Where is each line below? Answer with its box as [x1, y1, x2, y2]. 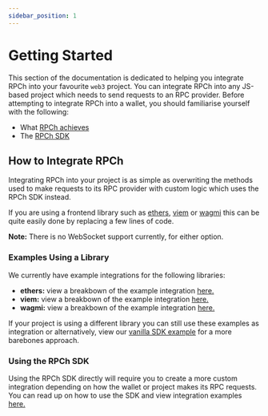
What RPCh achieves [19, 122, 90, 132]
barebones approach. [8, 335, 80, 345]
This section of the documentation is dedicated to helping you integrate [8, 73, 244, 83]
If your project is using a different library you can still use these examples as [8, 318, 260, 328]
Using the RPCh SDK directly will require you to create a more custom [8, 374, 238, 383]
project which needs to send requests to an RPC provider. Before [30, 90, 245, 99]
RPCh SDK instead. [8, 192, 72, 202]
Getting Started [8, 46, 114, 64]
